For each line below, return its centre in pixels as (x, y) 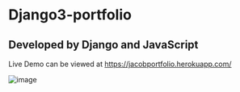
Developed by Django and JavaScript (103, 45)
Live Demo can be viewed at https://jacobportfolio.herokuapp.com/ (120, 64)
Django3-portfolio (70, 15)
